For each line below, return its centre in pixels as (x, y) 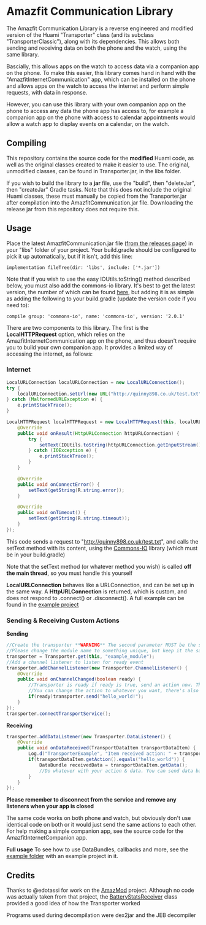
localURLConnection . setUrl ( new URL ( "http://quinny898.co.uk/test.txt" (109, 394)
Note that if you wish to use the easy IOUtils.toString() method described (98, 279)
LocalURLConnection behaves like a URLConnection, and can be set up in (100, 585)
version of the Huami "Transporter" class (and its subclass (80, 34)
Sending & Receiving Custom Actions (63, 620)
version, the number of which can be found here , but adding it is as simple (100, 292)
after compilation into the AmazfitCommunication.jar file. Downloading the (100, 202)
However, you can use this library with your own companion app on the (96, 104)
